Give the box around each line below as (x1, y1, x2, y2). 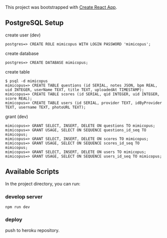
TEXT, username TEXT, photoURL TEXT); (5, 104, 86, 109)
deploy (5, 216, 22, 223)
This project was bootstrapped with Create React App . (5, 4, 117, 10)
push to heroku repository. (5, 227, 60, 233)
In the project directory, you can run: (5, 180, 80, 186)
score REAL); (5, 96, 32, 101)
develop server (5, 193, 43, 200)
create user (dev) (5, 32, 41, 38)
